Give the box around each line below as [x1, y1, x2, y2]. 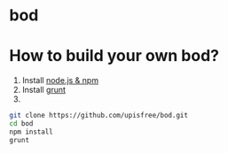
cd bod [9, 119, 34, 128]
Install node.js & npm [21, 75, 99, 86]
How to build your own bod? [9, 46, 220, 66]
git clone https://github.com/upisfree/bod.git [9, 111, 189, 120]
